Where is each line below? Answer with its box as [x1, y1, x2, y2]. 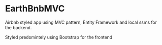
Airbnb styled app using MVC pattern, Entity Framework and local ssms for [5, 19, 157, 25]
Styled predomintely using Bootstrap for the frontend [5, 34, 112, 40]
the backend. [5, 24, 32, 30]
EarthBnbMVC [5, 3, 65, 14]
